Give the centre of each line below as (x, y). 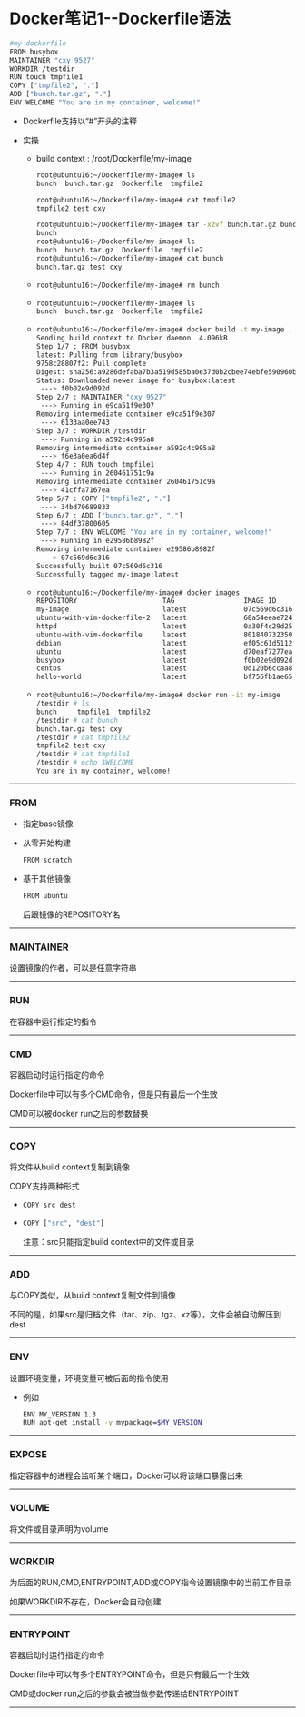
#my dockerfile (38, 43)
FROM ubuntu (45, 896)
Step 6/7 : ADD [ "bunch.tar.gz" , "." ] (109, 515)
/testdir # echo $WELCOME (85, 763)
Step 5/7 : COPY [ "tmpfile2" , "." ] (103, 498)
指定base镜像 (48, 824)
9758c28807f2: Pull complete (91, 363)
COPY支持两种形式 (44, 1187)
